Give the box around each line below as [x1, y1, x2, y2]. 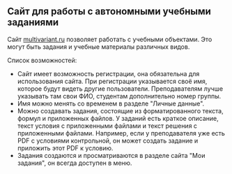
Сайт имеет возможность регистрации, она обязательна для [17, 69, 200, 78]
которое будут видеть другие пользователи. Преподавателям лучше [17, 84, 224, 93]
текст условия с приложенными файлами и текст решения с [17, 122, 197, 130]
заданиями [7, 17, 59, 29]
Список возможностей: [7, 56, 77, 64]
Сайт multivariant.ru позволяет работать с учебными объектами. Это [7, 35, 212, 43]
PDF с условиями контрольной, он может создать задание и [17, 136, 199, 145]
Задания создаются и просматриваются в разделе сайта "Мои [17, 151, 206, 159]
